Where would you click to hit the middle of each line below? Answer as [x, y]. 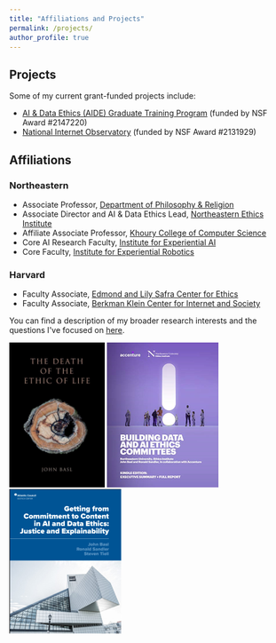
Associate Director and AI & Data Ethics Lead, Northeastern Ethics [143, 214]
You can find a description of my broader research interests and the [133, 321]
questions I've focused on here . [67, 330]
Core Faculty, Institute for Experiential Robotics [108, 251]
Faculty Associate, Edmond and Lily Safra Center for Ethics [130, 294]
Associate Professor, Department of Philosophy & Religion [128, 204]
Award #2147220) [55, 123]
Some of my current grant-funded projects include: [103, 96]
